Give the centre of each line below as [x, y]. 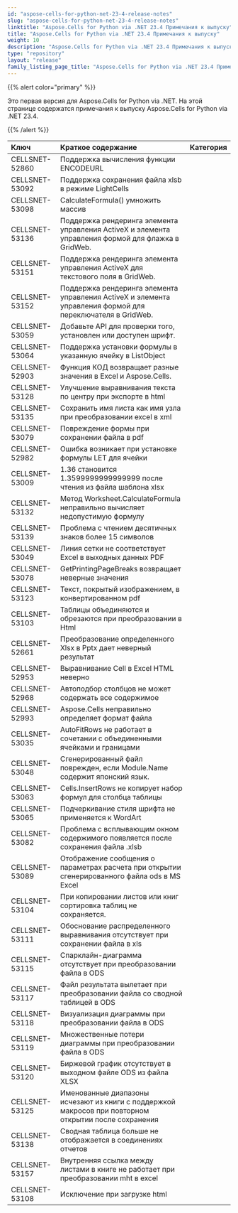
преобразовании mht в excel [109, 1178]
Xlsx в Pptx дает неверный [106, 647]
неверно [75, 677]
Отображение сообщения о [108, 858]
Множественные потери [102, 1034]
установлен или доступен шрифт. [118, 335]
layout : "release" [34, 60]
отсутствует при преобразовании [118, 964]
